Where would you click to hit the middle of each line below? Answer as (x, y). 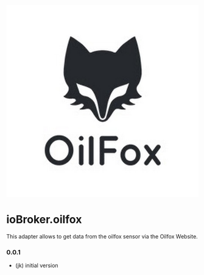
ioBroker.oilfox (44, 220)
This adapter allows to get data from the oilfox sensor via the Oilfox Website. (102, 236)
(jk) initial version (37, 266)
